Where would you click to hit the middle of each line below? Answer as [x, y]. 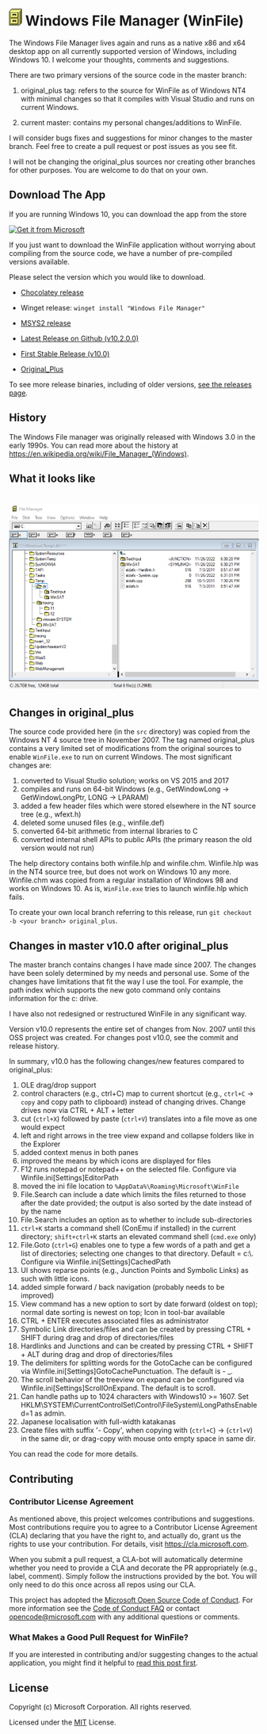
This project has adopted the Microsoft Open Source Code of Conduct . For [131, 1599]
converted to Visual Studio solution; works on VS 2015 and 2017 [124, 781]
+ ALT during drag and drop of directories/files [97, 1355]
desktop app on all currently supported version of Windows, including [123, 51]
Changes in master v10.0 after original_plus [119, 945]
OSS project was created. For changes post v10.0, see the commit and [124, 1038]
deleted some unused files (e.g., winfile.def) [92, 823]
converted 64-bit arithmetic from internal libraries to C [109, 831]
